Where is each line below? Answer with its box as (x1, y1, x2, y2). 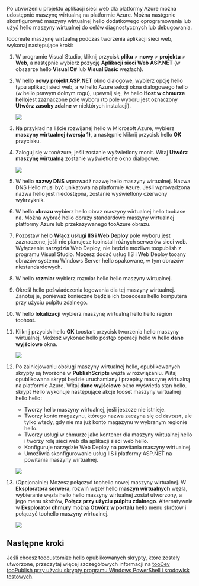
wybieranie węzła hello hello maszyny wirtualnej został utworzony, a (15, 491, 182, 498)
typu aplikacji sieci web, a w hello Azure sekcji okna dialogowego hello (15, 83, 188, 90)
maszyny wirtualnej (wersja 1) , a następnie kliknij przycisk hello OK (15, 131, 182, 138)
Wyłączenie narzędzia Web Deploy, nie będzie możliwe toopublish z (15, 245, 182, 251)
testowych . (7, 573, 34, 580)
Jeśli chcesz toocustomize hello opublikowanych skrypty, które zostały (7, 554, 180, 561)
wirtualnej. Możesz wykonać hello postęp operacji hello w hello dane (15, 334, 184, 341)
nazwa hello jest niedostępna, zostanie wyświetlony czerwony (15, 190, 168, 197)
